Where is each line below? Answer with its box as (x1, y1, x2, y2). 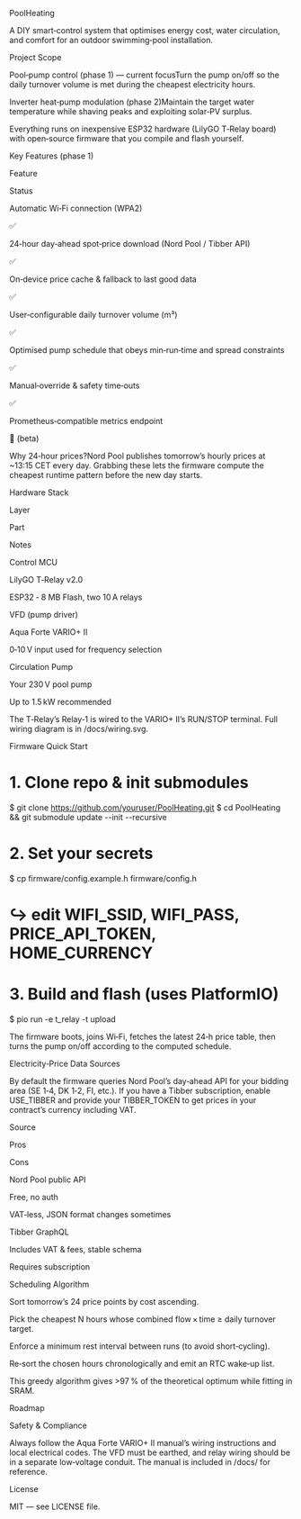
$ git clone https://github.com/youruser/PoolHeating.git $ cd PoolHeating (9, 801, 281, 813)
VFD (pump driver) (9, 610, 79, 619)
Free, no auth (9, 1192, 58, 1202)
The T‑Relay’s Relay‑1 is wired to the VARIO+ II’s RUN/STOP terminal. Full (9, 714, 279, 724)
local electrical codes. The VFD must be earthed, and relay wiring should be (9, 1447, 290, 1458)
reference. (9, 1467, 48, 1477)
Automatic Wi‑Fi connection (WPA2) (9, 203, 143, 213)
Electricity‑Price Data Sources (9, 1058, 120, 1069)
